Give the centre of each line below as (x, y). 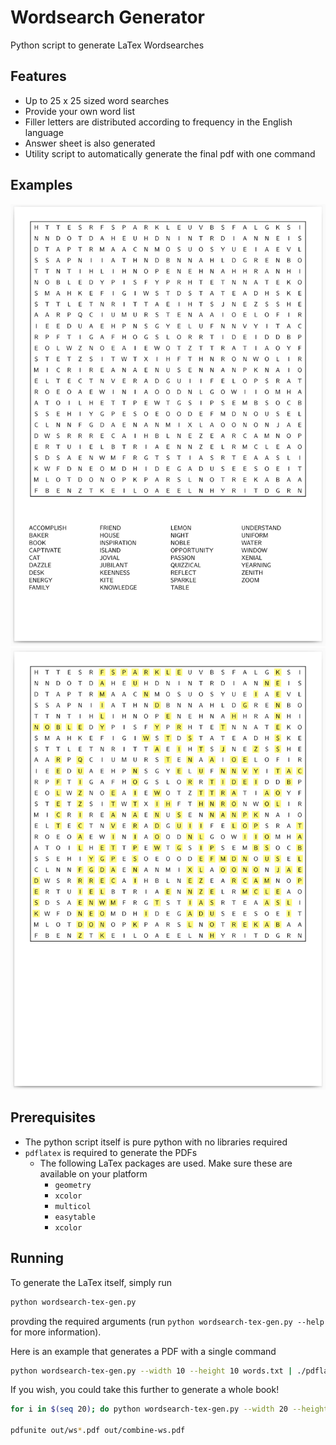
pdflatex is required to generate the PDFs (111, 1152)
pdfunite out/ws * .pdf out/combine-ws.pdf (98, 1431)
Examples (41, 185)
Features (38, 76)
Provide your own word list (80, 111)
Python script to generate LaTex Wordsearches (107, 45)
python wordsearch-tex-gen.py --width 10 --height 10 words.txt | (151, 1371)
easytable (75, 1217)
